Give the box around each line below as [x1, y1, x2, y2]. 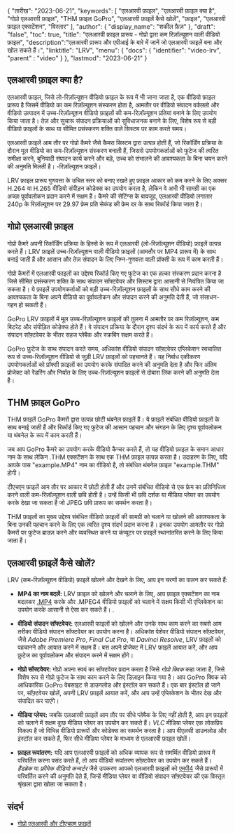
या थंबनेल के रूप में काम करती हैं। [7, 431, 83, 440]
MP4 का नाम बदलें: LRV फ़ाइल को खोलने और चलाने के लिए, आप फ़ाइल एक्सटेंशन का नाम [17, 590, 220, 598]
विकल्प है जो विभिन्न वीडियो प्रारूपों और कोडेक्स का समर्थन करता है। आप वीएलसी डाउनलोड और [17, 727, 227, 735]
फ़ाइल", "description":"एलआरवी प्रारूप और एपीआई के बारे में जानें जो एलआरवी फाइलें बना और [7, 39, 222, 46]
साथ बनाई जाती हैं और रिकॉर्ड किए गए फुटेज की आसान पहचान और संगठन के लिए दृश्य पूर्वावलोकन [7, 423, 222, 431]
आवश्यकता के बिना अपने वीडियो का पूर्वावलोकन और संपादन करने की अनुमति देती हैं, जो [7, 292, 199, 301]
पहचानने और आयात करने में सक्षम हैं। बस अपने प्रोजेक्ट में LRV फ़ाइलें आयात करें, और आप [17, 643, 218, 652]
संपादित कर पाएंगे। [17, 697, 59, 705]
